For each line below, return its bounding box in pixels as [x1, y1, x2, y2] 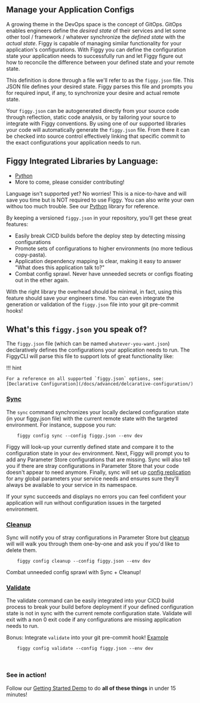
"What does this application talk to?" [14, 264, 105, 271]
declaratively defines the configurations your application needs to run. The [6, 346, 190, 354]
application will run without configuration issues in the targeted [6, 499, 161, 506]
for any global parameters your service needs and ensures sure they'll [6, 474, 179, 482]
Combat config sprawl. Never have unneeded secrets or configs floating [14, 270, 193, 277]
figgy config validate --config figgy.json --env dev [17, 646, 153, 652]
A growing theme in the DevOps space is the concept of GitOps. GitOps [6, 20, 182, 27]
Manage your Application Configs [6, 5, 134, 15]
